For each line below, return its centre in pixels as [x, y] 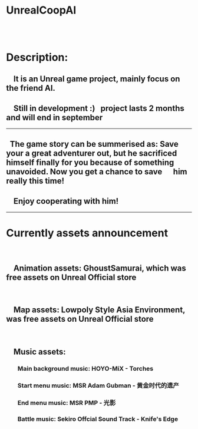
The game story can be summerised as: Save [94, 144]
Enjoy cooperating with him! [66, 201]
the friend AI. [31, 88]
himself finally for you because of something [90, 163]
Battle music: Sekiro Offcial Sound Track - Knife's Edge [98, 419]
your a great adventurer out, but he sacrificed [92, 154]
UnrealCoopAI [41, 10]
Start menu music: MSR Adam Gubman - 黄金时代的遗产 [98, 385]
